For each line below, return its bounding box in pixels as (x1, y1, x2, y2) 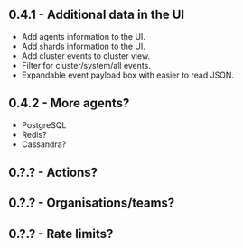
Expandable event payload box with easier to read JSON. (21, 69, 235, 80)
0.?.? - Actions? (8, 165, 98, 180)
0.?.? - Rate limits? (8, 225, 114, 242)
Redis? (21, 129, 47, 140)
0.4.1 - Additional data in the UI (8, 7, 185, 23)
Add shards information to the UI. (21, 41, 145, 51)
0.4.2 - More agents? (8, 96, 130, 111)
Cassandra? (21, 139, 67, 150)
